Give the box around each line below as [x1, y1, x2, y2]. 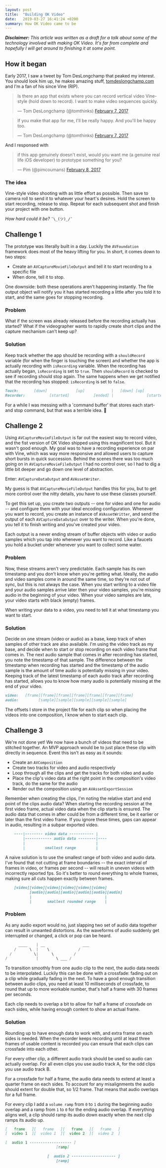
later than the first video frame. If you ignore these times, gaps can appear [5, 817, 157, 823]
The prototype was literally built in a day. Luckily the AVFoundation [5, 243, 139, 249]
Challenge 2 [5, 421, 43, 430]
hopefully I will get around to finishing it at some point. [5, 45, 116, 51]
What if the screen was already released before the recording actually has [5, 318, 156, 324]
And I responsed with [5, 142, 48, 148]
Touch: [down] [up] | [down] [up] [5, 388, 145, 393]
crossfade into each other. [5, 1046, 59, 1052]
